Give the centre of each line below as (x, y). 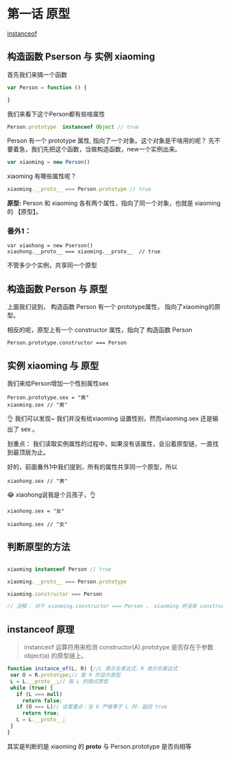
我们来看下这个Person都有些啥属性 (56, 114)
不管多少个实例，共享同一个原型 (52, 265)
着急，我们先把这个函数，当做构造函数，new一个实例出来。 (97, 149)
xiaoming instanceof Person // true (59, 569)
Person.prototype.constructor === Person (67, 343)
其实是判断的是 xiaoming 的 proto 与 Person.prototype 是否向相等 (99, 746)
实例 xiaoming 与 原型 (53, 365)
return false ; (42, 700)
